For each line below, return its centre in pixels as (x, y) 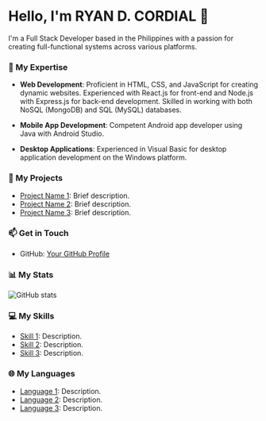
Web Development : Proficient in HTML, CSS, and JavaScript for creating (139, 85)
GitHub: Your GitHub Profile (64, 253)
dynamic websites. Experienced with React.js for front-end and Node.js (137, 93)
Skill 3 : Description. (51, 353)
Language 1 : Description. (60, 391)
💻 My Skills (31, 316)
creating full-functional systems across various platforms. (102, 46)
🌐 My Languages (42, 374)
